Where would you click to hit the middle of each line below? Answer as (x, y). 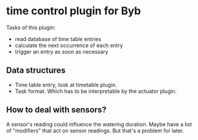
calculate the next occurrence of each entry (69, 45)
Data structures (36, 71)
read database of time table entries (58, 39)
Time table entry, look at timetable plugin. (66, 85)
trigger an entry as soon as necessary (61, 51)
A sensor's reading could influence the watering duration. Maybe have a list (99, 124)
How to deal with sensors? (56, 110)
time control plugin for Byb (74, 11)
